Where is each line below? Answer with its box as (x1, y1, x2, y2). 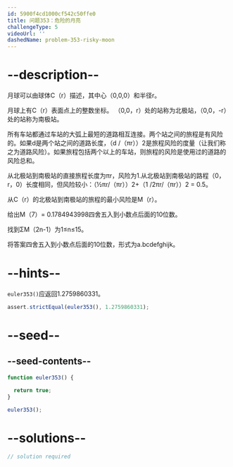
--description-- (7, 67, 100, 83)
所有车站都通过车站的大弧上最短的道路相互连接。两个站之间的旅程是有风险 (7, 130, 223, 138)
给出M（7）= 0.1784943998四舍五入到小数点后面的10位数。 (7, 210, 182, 219)
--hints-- (7, 265, 61, 281)
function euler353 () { (7, 374, 74, 381)
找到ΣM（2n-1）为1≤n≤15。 (7, 225, 88, 233)
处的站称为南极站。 (7, 115, 63, 123)
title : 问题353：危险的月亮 (7, 17, 81, 24)
